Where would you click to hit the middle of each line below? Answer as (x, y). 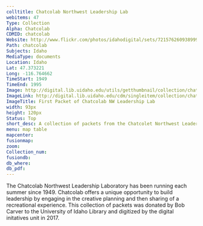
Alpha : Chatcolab (28, 29)
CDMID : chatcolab (28, 34)
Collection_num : (27, 152)
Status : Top (21, 118)
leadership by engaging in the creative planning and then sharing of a (93, 199)
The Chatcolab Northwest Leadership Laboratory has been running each (97, 186)
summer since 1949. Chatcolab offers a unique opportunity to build (90, 192)
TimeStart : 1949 (27, 79)
